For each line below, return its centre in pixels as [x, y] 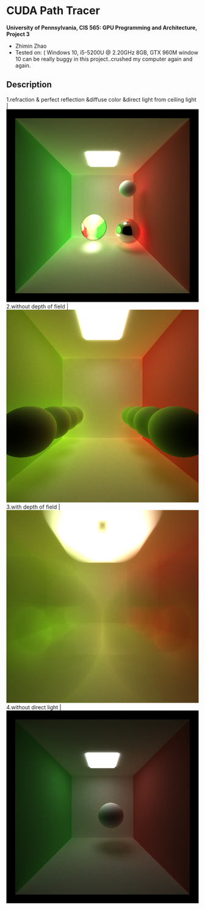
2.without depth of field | [38, 306]
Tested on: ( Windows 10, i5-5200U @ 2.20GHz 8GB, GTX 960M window [106, 52]
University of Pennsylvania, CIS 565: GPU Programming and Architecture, [102, 28]
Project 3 [18, 34]
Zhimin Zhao [31, 46]
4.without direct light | [34, 707]
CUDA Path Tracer [53, 11]
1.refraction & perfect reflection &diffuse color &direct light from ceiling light [101, 99]
